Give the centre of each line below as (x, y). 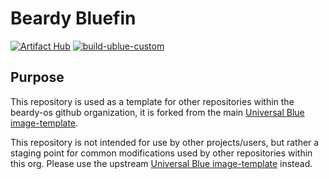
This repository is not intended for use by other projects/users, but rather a (165, 142)
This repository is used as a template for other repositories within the (152, 101)
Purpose (37, 77)
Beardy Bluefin (73, 18)
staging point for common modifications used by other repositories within (161, 153)
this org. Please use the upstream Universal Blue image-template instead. (161, 163)
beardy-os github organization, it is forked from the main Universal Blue (157, 112)
